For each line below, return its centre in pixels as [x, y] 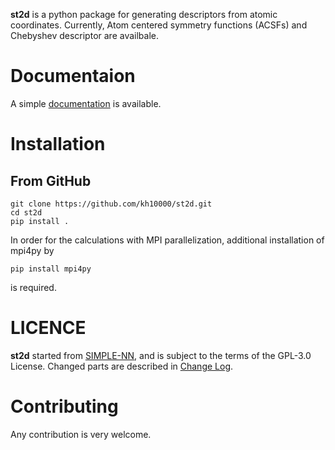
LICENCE [48, 328]
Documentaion [73, 76]
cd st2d [26, 212]
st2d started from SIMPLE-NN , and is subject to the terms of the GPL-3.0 [161, 355]
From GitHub [51, 180]
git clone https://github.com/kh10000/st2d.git [111, 204]
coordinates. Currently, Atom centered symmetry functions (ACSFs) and [159, 25]
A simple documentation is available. [86, 103]
